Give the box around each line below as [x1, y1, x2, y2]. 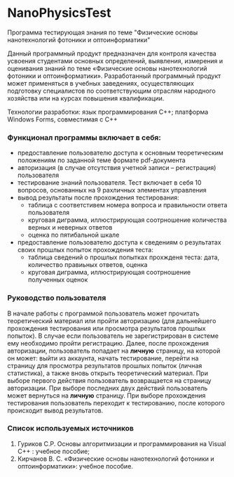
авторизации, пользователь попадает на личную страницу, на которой [7, 346, 221, 355]
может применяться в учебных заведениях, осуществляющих [7, 79, 195, 87]
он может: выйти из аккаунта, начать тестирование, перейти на [7, 353, 199, 362]
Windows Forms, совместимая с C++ [7, 115, 118, 124]
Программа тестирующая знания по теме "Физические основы [7, 28, 198, 37]
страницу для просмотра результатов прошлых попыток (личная [7, 361, 202, 370]
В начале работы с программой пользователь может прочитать [7, 309, 200, 318]
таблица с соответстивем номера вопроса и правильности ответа [27, 201, 228, 209]
